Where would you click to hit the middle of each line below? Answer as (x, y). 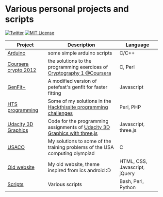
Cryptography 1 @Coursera (80, 73)
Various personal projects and (67, 9)
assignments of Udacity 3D (79, 127)
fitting (55, 93)
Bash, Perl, (132, 181)
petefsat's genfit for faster (78, 87)
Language (138, 45)
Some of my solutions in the (80, 101)
